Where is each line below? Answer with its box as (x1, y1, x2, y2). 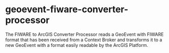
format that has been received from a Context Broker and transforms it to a (5, 37, 162, 43)
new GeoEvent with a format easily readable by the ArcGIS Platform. (5, 42, 149, 48)
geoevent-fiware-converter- (5, 4, 129, 15)
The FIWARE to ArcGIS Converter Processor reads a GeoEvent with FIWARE (5, 31, 164, 37)
